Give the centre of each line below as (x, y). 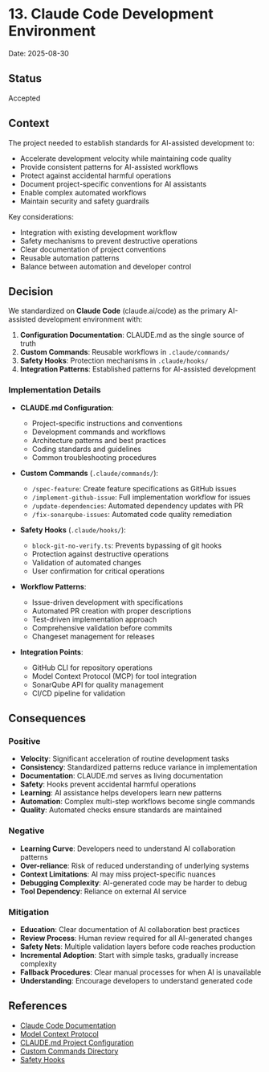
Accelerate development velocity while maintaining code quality (126, 158)
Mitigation (29, 912)
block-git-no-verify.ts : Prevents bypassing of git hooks (127, 545)
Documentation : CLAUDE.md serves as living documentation (121, 776)
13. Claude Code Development (111, 14)
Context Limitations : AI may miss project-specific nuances (118, 874)
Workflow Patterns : (53, 586)
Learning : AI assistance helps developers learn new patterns (121, 793)
